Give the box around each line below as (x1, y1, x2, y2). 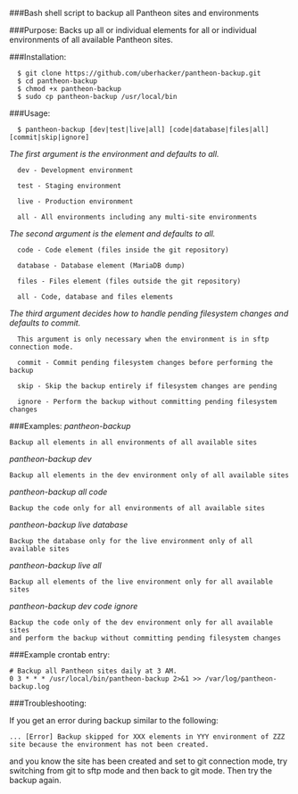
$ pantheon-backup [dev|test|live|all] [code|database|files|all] (17, 125, 269, 134)
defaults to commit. (9, 318, 81, 328)
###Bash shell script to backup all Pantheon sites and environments (9, 8, 260, 18)
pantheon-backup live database (9, 519, 128, 530)
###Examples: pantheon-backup (9, 421, 131, 431)
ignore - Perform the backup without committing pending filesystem (17, 397, 277, 406)
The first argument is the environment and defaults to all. (9, 149, 219, 159)
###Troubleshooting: (9, 698, 87, 708)
